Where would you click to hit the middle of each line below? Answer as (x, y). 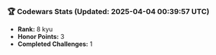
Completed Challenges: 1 (55, 44)
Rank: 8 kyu (35, 29)
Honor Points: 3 (41, 37)
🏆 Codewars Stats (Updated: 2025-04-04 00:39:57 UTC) (108, 11)
